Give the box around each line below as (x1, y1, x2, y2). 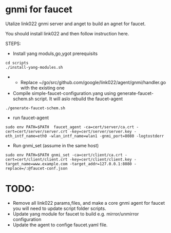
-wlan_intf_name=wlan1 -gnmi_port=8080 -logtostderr (49, 133, 164, 139)
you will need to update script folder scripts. (12, 205, 106, 211)
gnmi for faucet (5, 4, 73, 15)
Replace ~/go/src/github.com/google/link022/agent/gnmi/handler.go (20, 79, 166, 85)
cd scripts (5, 60, 29, 65)
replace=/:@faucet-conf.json (5, 166, 68, 171)
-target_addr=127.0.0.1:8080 (69, 161, 132, 166)
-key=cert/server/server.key (69, 129, 132, 134)
